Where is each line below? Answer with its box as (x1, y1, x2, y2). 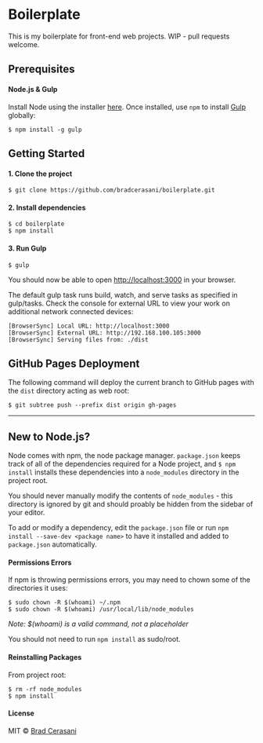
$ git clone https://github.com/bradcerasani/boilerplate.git (8, 186, 215, 194)
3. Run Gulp (8, 243, 47, 253)
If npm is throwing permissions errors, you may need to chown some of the (8, 575, 250, 584)
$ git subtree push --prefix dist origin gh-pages (8, 401, 177, 409)
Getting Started (8, 147, 85, 160)
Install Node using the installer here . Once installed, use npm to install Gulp (8, 102, 247, 112)
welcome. (8, 39, 40, 49)
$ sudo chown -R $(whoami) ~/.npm (8, 598, 121, 606)
